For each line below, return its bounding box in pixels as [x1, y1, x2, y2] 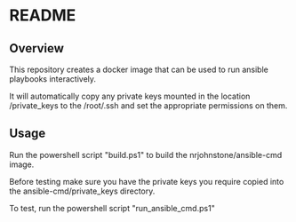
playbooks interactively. [9, 74, 96, 84]
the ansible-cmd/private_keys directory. [9, 186, 156, 196]
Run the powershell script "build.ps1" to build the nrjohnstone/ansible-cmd [9, 149, 283, 160]
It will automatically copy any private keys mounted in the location [9, 91, 251, 101]
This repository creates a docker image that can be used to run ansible [9, 64, 268, 75]
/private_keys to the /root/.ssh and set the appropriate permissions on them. [9, 100, 288, 111]
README [9, 5, 76, 26]
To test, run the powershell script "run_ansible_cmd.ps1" [9, 202, 215, 213]
